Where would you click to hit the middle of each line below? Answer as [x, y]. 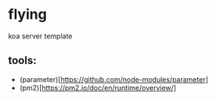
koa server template [40, 36]
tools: [22, 61]
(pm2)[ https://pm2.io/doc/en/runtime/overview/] [98, 87]
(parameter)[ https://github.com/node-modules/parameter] [114, 79]
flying [27, 14]
